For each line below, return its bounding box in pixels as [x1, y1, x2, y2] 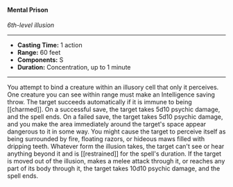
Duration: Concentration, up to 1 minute [17, 63, 131, 72]
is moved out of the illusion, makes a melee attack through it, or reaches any [7, 157, 225, 165]
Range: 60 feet [17, 49, 61, 57]
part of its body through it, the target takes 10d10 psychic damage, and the [7, 164, 221, 173]
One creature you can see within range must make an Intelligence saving [7, 90, 215, 99]
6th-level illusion [7, 21, 55, 29]
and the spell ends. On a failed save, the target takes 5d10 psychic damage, [7, 113, 223, 121]
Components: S [17, 56, 64, 64]
